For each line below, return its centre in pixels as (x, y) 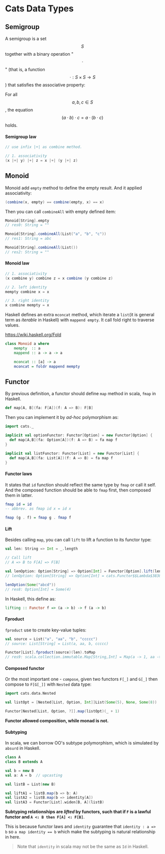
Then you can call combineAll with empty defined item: (61, 211)
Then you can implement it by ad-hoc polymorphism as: (62, 417)
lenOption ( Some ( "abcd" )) (30, 585)
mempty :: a (27, 348)
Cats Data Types (39, 9)
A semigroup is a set (26, 38)
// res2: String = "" (27, 252)
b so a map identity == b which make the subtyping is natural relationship (80, 832)
